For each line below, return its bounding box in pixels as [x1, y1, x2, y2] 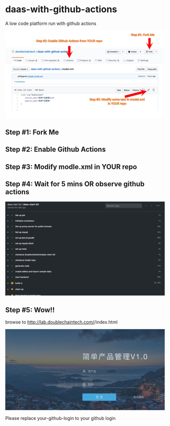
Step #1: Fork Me [5, 128, 59, 137]
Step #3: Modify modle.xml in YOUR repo [5, 162, 138, 171]
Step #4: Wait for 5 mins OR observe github [5, 180, 145, 188]
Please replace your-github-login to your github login [5, 415, 116, 421]
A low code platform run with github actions [5, 20, 97, 26]
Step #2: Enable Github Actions [5, 145, 106, 154]
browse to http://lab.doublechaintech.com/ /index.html [5, 319, 118, 325]
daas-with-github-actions [5, 4, 117, 15]
